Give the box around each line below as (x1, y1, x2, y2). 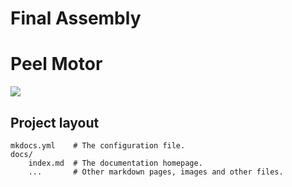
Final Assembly (10, 7, 142, 30)
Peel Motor (10, 53, 103, 76)
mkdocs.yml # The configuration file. (10, 140, 186, 151)
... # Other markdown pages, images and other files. (28, 167, 284, 177)
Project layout (10, 114, 100, 131)
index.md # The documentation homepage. (28, 158, 203, 168)
